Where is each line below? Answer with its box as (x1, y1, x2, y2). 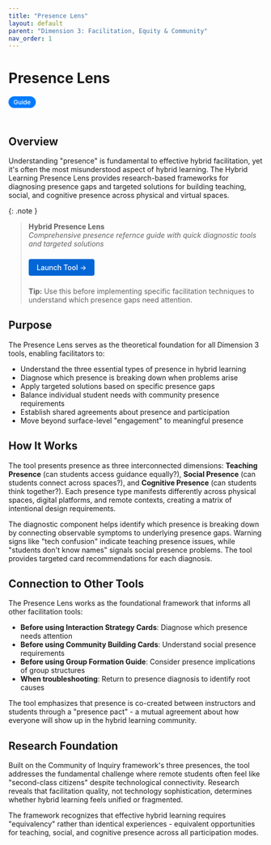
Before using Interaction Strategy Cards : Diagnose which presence (19, 623, 248, 632)
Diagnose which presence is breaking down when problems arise (19, 373, 239, 382)
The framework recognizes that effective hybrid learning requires (8, 810, 227, 821)
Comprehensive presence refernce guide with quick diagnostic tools (28, 230, 257, 239)
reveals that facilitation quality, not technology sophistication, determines (8, 786, 252, 796)
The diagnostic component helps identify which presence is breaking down (8, 519, 260, 529)
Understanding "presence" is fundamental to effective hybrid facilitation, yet (8, 156, 263, 166)
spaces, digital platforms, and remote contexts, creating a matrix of (8, 495, 232, 505)
